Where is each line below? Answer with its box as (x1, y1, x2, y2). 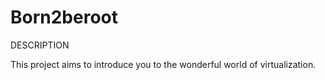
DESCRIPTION (10, 39, 70, 51)
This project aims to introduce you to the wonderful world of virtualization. (10, 58, 317, 70)
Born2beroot (10, 6, 119, 29)
